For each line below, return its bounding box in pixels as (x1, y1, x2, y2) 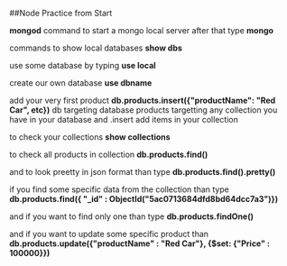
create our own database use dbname (9, 78, 153, 88)
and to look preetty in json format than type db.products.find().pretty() (9, 167, 276, 177)
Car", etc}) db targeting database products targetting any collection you (9, 105, 278, 115)
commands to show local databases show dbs (9, 42, 183, 53)
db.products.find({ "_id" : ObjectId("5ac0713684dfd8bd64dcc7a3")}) (9, 194, 278, 204)
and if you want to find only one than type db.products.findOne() (9, 211, 255, 222)
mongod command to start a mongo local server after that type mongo (9, 25, 273, 35)
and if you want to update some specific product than (9, 229, 209, 239)
